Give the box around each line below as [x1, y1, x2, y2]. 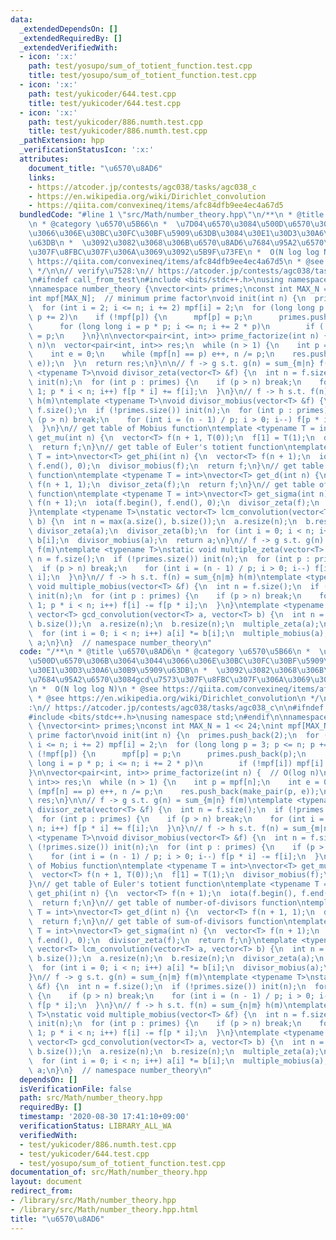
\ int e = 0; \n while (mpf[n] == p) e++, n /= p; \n [28, 349, 275, 360]
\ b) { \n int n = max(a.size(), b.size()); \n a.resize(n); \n [28, 517, 298, 527]
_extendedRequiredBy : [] [19, 33, 123, 43]
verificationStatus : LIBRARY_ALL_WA [19, 1121, 172, 1131]
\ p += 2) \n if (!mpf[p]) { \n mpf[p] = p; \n [28, 312, 253, 322]
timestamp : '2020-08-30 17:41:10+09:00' [19, 1112, 190, 1122]
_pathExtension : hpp [19, 136, 105, 146]
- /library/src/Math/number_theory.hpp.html [10, 1204, 199, 1215]
